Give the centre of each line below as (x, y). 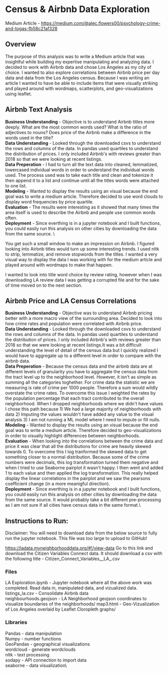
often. (11, 217)
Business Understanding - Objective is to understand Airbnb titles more (80, 122)
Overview (21, 44)
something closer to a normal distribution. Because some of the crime (77, 457)
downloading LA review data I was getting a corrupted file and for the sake (82, 280)
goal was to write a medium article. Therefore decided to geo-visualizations (83, 430)
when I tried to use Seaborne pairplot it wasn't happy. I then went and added (84, 468)
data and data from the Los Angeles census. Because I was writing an (77, 78)
